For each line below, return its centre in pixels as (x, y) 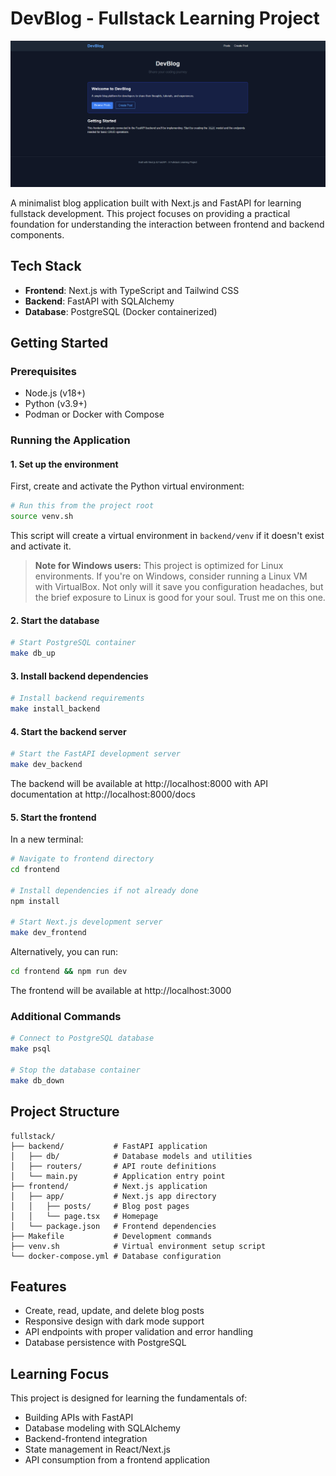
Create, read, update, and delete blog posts (114, 1311)
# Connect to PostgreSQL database (82, 1038)
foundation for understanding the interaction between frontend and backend (167, 224)
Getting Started (59, 342)
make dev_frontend (48, 933)
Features (38, 1286)
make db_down (37, 1080)
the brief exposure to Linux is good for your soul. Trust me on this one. (180, 598)
